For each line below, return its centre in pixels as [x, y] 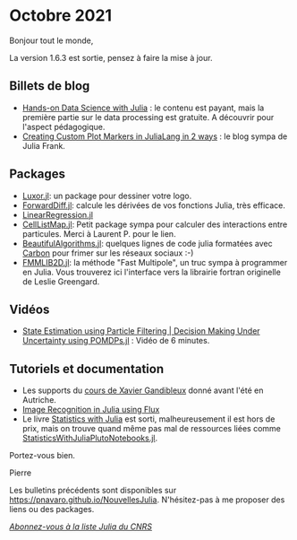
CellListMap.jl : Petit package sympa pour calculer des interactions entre [155, 224]
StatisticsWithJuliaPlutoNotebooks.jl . [90, 438]
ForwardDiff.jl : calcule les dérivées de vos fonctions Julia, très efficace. [154, 205]
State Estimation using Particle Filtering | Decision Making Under [141, 331]
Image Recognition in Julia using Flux [91, 410]
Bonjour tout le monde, [51, 40]
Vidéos [30, 309]
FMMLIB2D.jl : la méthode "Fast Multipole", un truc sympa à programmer [155, 262]
